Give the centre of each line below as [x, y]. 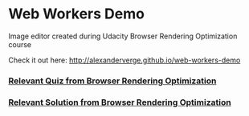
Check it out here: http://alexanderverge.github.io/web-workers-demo [124, 60]
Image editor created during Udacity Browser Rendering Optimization [123, 36]
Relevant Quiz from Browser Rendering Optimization [112, 81]
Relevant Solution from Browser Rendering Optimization [120, 102]
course [20, 44]
